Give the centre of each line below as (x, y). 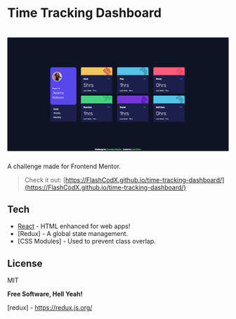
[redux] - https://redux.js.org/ (50, 308)
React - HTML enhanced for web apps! (74, 226)
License (25, 263)
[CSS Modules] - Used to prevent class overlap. (86, 242)
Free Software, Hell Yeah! (45, 294)
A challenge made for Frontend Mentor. (64, 166)
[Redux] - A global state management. (73, 234)
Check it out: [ (45, 180)
